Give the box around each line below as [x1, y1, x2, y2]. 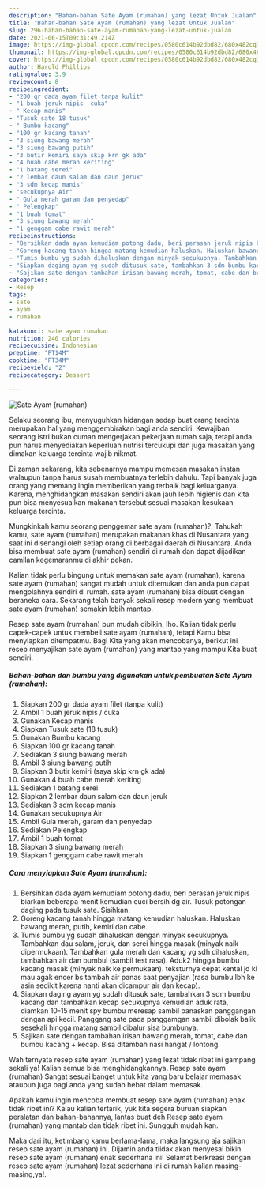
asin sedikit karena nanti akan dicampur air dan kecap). [20, 981, 200, 990]
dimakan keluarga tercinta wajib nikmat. [9, 448, 138, 458]
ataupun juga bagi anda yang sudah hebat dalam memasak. [9, 1080, 204, 1089]
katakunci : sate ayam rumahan [9, 327, 109, 335]
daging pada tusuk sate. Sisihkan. [20, 905, 131, 914]
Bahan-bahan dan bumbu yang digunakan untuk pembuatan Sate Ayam [9, 671, 253, 680]
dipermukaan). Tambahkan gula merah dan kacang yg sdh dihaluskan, [20, 947, 249, 956]
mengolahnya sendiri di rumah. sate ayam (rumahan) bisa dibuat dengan [9, 586, 245, 597]
